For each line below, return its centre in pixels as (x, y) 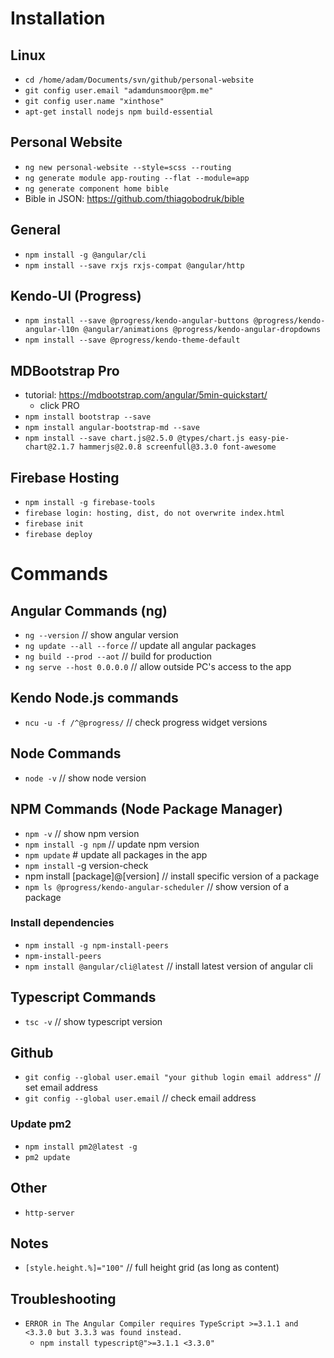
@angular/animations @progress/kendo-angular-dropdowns (202, 330)
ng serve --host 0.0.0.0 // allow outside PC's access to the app (158, 667)
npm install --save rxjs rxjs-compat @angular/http (134, 265)
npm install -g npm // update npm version (112, 844)
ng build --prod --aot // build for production (118, 656)
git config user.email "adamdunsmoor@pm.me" (119, 91)
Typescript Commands (83, 997)
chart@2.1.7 (49, 447)
